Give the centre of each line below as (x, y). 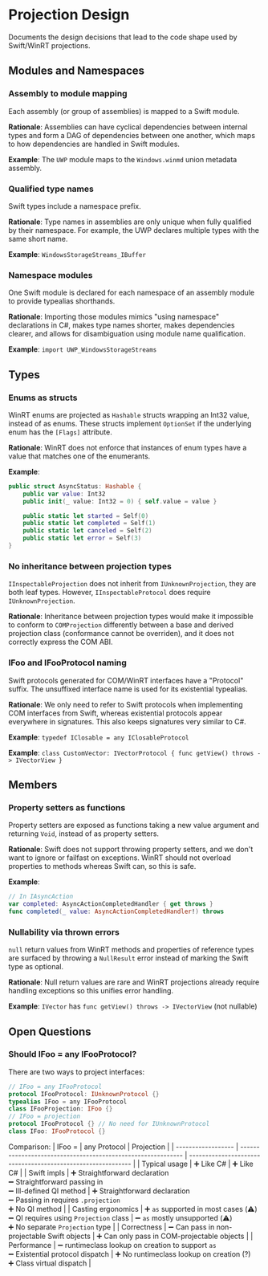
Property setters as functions (67, 807)
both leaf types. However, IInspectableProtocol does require (110, 593)
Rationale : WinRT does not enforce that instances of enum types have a (128, 447)
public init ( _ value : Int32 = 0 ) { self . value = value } (120, 501)
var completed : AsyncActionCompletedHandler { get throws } (111, 904)
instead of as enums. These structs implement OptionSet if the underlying (130, 423)
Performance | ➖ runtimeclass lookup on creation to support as (112, 1245)
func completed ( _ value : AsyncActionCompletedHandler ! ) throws (116, 911)
